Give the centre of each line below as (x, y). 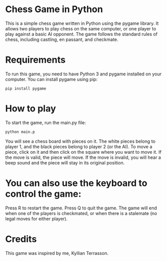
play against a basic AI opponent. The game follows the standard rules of (81, 34)
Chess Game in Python (54, 9)
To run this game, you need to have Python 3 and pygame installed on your (83, 74)
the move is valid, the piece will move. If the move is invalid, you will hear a (83, 157)
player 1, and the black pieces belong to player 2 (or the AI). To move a (79, 146)
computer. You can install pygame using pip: (51, 79)
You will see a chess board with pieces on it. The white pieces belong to (80, 141)
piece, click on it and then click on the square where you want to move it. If (83, 152)
